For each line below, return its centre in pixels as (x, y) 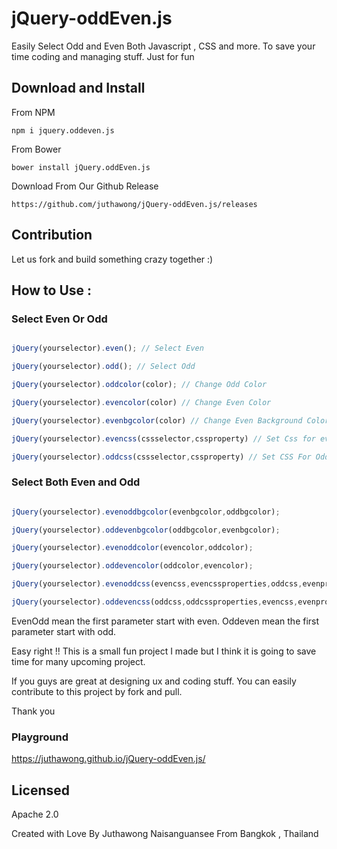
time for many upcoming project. (78, 661)
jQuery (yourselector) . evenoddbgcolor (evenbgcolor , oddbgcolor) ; (146, 512)
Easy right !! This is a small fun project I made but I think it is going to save (164, 651)
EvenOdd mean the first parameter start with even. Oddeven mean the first (165, 621)
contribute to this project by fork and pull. (97, 691)
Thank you (33, 711)
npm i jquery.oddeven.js (63, 130)
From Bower (36, 149)
